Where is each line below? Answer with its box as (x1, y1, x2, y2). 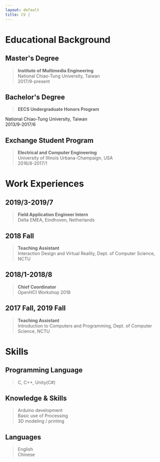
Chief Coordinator (17, 284, 57, 290)
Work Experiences (5, 178, 84, 190)
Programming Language (5, 366, 83, 374)
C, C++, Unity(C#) (17, 379, 56, 385)
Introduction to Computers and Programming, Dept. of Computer (17, 322, 152, 329)
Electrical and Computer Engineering (17, 150, 97, 156)
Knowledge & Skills (5, 394, 67, 402)
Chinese (17, 451, 35, 458)
